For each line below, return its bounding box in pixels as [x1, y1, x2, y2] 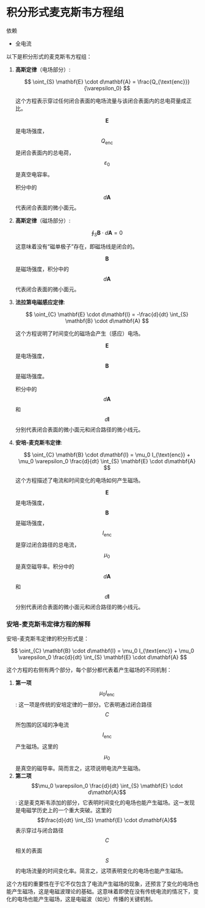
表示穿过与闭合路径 [15, 826, 64, 834]
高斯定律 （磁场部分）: [15, 217, 71, 224]
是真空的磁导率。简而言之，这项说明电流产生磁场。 [15, 764, 144, 772]
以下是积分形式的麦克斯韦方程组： [6, 52, 92, 60]
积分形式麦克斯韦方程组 [6, 5, 124, 20]
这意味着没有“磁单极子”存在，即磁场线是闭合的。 [15, 243, 138, 250]
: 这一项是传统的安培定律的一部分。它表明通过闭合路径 [15, 701, 153, 708]
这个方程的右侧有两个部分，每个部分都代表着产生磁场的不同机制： [6, 666, 172, 674]
